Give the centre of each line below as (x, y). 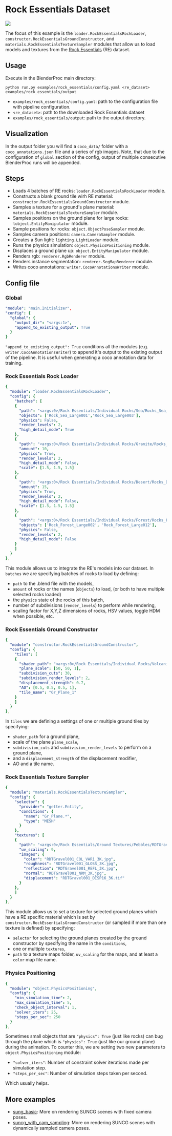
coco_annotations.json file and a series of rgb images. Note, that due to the (85, 152)
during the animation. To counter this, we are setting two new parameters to (85, 1047)
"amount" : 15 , (34, 487)
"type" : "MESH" (40, 821)
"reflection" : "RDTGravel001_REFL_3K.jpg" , (71, 869)
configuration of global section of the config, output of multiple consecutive (86, 157)
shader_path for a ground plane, (46, 737)
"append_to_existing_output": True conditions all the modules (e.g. (77, 347)
